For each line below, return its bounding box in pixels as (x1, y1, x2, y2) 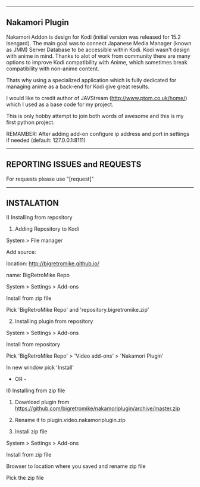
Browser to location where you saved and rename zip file (6, 463, 146, 470)
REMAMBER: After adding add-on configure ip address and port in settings (6, 130, 189, 137)
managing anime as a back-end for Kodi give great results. (6, 83, 150, 90)
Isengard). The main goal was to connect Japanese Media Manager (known (6, 39, 192, 46)
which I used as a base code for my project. (6, 101, 114, 108)
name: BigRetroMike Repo (6, 272, 70, 279)
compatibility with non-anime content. (6, 65, 99, 72)
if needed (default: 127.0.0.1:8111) (6, 137, 86, 144)
